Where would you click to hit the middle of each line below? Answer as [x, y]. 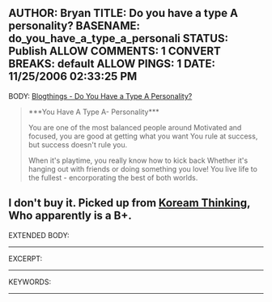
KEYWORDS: [30, 282]
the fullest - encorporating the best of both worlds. [113, 177]
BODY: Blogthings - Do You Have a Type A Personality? [100, 96]
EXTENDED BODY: [39, 235]
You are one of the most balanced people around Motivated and [135, 127]
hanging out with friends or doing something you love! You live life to [142, 168]
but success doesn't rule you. [78, 144]
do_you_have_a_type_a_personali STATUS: [119, 38]
